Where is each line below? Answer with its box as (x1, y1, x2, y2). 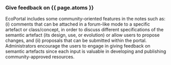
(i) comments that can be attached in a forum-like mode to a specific (5, 21, 150, 27)
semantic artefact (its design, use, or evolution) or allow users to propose (5, 32, 160, 38)
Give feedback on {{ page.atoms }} (5, 4, 94, 11)
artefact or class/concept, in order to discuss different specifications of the (5, 27, 164, 33)
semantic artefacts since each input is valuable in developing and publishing (5, 48, 166, 55)
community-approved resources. (5, 54, 75, 60)
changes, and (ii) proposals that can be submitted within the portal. (5, 37, 147, 44)
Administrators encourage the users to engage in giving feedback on (5, 43, 151, 49)
